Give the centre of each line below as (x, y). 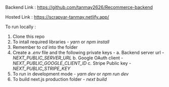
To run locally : (21, 27)
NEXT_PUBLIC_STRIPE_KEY (41, 68)
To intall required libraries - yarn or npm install (61, 42)
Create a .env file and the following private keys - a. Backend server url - (88, 53)
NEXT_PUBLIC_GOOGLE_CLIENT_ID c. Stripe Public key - (72, 63)
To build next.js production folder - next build (60, 79)
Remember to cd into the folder (45, 47)
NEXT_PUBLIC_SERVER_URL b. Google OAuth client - (68, 58)
